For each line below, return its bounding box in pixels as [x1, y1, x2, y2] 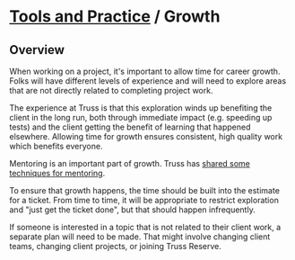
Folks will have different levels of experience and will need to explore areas [9, 76, 287, 86]
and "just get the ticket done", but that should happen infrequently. [9, 204, 256, 215]
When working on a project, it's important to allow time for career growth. [9, 66, 281, 76]
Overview [9, 42, 65, 58]
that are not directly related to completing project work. [9, 85, 213, 95]
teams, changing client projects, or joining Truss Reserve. [9, 241, 222, 251]
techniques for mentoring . [9, 168, 106, 178]
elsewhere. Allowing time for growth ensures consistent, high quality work [9, 131, 283, 141]
